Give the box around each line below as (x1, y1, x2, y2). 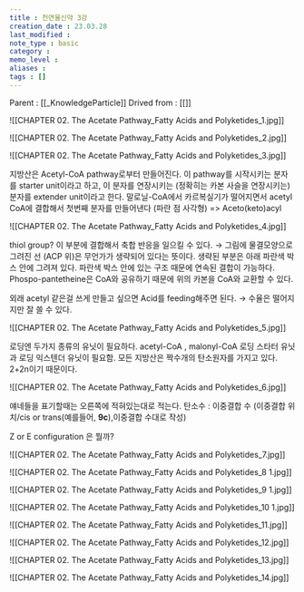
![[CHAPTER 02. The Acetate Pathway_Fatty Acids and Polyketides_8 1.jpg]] (9, 466, 292, 477)
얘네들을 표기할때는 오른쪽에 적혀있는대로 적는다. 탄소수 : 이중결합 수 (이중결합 (9, 400, 286, 411)
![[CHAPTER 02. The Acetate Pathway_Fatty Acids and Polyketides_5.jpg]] (9, 322, 287, 333)
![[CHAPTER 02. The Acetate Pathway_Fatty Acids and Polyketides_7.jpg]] (9, 449, 286, 460)
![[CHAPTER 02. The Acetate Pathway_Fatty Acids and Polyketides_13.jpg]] (9, 554, 289, 565)
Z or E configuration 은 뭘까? (9, 431, 115, 442)
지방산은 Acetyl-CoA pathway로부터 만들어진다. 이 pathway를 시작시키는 (9, 169, 272, 180)
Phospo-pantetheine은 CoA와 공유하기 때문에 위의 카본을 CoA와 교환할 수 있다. (9, 273, 294, 284)
